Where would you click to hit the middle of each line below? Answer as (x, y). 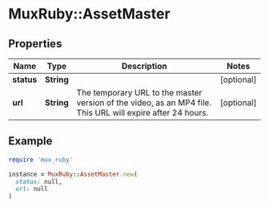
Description (144, 66)
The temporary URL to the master (139, 93)
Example (30, 141)
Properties (35, 44)
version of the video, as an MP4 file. (144, 103)
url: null (32, 189)
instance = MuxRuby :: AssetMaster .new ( (73, 174)
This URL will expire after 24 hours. (143, 113)
